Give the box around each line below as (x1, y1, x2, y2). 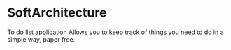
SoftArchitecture (7, 5, 107, 21)
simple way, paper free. (7, 35, 76, 43)
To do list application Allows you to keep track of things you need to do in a (7, 28, 224, 36)
